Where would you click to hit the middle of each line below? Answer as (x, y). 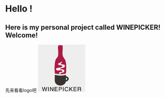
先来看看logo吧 (21, 90)
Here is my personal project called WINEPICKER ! (83, 27)
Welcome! (21, 35)
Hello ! (19, 9)
